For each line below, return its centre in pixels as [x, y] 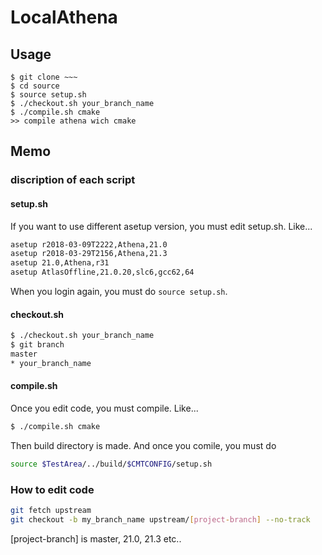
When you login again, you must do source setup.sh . [119, 292]
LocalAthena [64, 17]
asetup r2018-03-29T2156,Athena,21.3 [89, 254]
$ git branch [37, 345]
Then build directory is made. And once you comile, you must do [143, 445]
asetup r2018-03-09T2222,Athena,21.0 [89, 244]
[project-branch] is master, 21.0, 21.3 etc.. [96, 538]
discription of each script [73, 180]
